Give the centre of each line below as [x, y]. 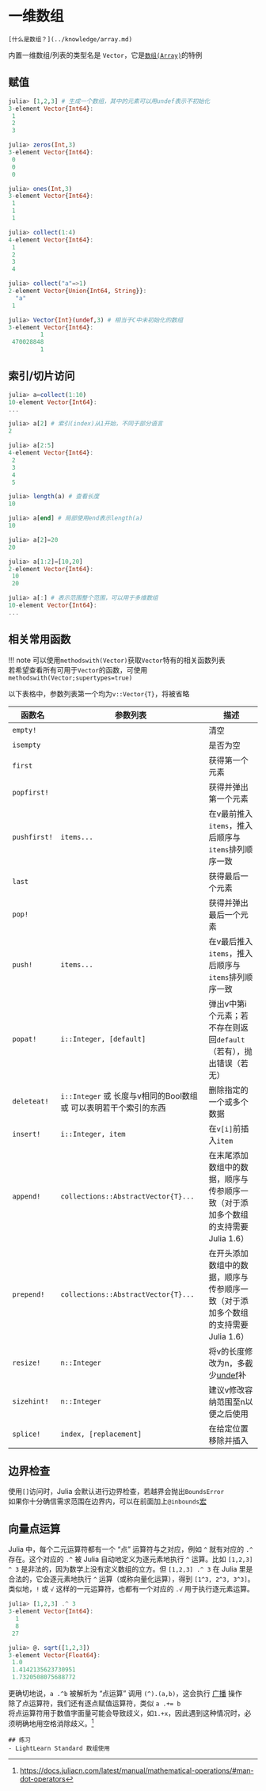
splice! [27, 1434]
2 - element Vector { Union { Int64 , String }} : [78, 291]
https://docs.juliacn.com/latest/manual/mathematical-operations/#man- [137, 1770]
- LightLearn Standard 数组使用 [59, 1748]
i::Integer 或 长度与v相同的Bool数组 [129, 1096]
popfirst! [30, 792]
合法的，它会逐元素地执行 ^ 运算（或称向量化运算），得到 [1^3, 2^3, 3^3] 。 [131, 1579]
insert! [27, 1134]
